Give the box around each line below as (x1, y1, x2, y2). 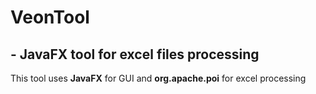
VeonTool (10, 6, 90, 29)
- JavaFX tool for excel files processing (10, 46, 260, 63)
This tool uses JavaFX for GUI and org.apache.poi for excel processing (10, 72, 307, 84)
